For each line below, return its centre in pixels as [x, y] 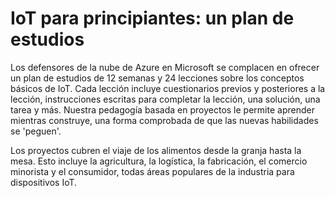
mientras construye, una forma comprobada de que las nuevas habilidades [164, 120]
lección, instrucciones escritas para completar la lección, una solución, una [165, 99]
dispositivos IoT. [44, 182]
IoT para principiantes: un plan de [152, 18]
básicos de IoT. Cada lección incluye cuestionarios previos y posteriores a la [168, 88]
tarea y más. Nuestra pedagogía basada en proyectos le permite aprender [162, 109]
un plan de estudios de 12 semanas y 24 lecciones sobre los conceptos [157, 78]
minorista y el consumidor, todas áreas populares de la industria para [152, 171]
